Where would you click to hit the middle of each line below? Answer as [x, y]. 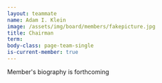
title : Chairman [30, 33]
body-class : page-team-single [51, 46]
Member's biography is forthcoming [58, 72]
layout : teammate [32, 13]
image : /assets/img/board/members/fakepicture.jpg [81, 26]
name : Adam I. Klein [37, 20]
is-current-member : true [43, 53]
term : [15, 39]
